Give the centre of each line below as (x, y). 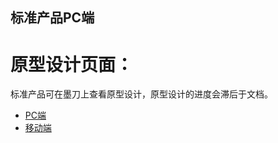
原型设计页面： (72, 64)
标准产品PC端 (52, 18)
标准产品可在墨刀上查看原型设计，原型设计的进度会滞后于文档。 (141, 94)
